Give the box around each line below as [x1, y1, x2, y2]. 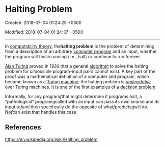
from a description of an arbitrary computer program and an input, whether [5, 48, 157, 54]
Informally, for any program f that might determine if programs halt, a [5, 93, 142, 99]
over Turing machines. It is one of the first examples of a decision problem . [5, 84, 157, 90]
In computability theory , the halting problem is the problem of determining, [5, 43, 156, 49]
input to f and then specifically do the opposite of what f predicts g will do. [5, 104, 149, 110]
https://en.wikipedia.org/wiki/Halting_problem [5, 136, 98, 142]
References [5, 123, 41, 132]
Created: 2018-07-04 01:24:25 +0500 [5, 20, 82, 25]
